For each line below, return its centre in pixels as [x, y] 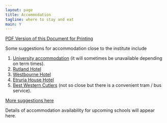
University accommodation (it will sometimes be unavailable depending [87, 58]
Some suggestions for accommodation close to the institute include [76, 48]
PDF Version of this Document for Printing [49, 39]
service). [22, 91]
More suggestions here [30, 101]
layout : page [19, 10]
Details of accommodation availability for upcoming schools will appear [80, 110]
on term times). [29, 64]
